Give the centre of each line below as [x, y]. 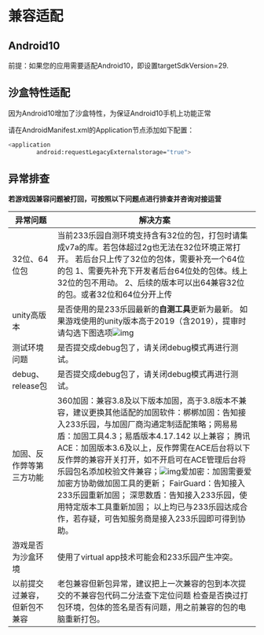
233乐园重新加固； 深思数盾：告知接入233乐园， [148, 495]
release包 [30, 386]
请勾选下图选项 [84, 333]
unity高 [26, 316]
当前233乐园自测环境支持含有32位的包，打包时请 [148, 235]
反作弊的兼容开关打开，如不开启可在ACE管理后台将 [151, 460]
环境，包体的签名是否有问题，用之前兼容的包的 [151, 607]
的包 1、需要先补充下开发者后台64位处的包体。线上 [152, 271]
